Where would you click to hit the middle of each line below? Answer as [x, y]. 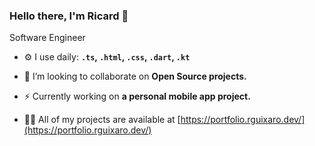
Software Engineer [47, 38]
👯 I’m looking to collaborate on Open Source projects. [135, 76]
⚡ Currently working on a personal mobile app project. [137, 96]
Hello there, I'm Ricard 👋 [69, 16]
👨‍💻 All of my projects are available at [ [102, 120]
